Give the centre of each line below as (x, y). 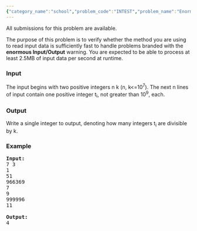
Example (19, 146)
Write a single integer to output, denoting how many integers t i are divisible (97, 124)
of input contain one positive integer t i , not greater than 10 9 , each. (86, 94)
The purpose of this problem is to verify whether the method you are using (96, 39)
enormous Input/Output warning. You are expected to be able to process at (98, 52)
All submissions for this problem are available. (62, 28)
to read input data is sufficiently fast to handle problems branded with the (95, 46)
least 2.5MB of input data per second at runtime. (64, 58)
